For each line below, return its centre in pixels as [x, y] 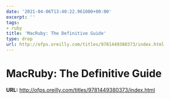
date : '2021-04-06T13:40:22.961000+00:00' [59, 11]
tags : [13, 22]
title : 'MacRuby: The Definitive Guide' [56, 34]
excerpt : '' [21, 17]
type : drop [19, 39]
